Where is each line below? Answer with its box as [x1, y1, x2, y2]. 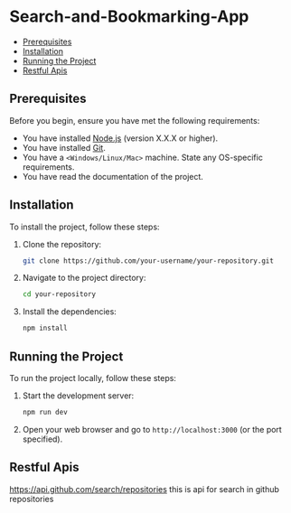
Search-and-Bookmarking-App [9, 6, 249, 27]
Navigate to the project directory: [22, 273, 146, 284]
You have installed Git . [22, 142, 106, 153]
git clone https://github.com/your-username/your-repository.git [22, 256, 274, 266]
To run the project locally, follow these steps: [9, 373, 176, 383]
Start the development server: [22, 390, 135, 401]
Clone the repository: [22, 238, 102, 249]
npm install [22, 323, 68, 333]
